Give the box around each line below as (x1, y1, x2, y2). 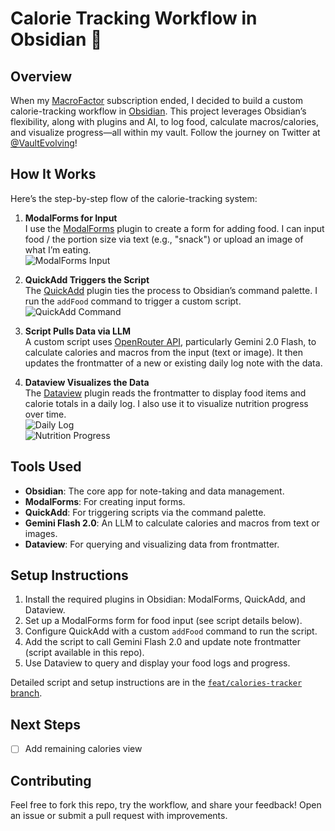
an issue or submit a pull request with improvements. (10, 810, 228, 822)
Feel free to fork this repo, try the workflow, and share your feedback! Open (10, 799, 322, 811)
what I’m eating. (24, 243, 92, 256)
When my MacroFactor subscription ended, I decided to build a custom (10, 95, 303, 106)
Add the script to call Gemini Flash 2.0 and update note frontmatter (24, 636, 301, 648)
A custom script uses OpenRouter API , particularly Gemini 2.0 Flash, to (24, 335, 317, 347)
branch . (10, 687, 43, 699)
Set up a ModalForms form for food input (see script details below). (24, 615, 303, 627)
